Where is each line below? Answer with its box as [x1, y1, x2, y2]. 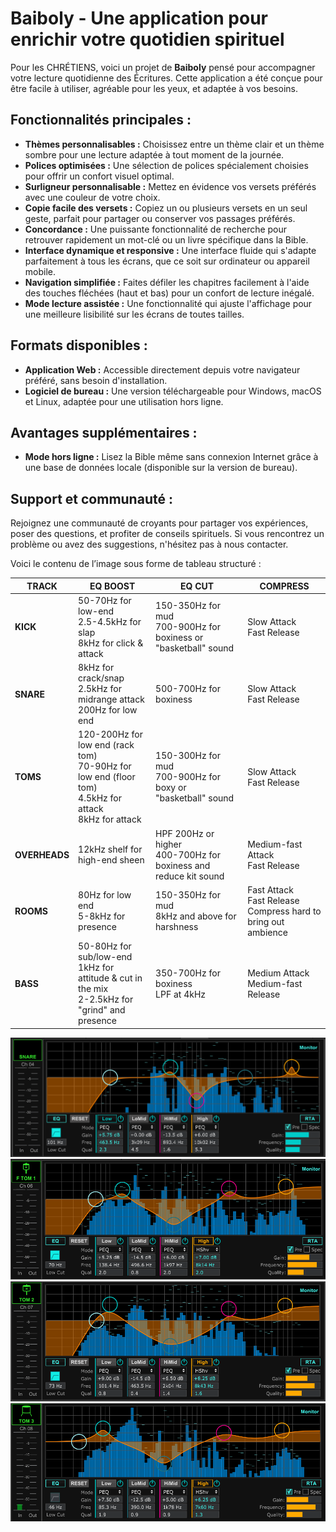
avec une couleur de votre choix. [24, 191, 161, 203]
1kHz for [78, 962, 115, 974]
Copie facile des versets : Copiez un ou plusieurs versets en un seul [24, 202, 308, 214]
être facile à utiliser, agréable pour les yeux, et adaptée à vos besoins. [10, 82, 298, 94]
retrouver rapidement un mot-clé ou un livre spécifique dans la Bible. [24, 233, 309, 246]
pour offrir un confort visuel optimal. [24, 170, 175, 182]
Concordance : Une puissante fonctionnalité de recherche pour [24, 223, 288, 235]
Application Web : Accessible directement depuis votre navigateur [24, 363, 301, 376]
